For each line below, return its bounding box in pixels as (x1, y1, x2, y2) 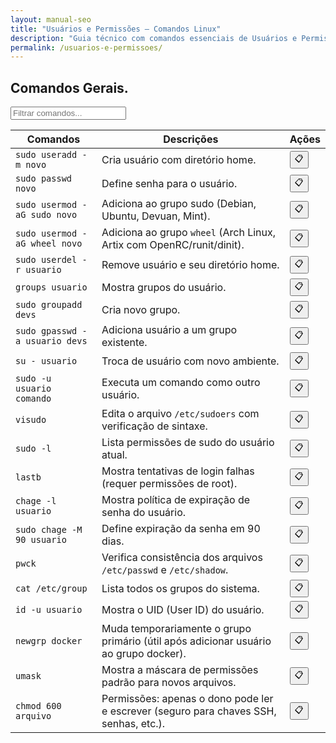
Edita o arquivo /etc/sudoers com (101, 407, 260, 421)
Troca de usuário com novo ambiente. (101, 354, 280, 368)
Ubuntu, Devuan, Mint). (101, 209, 211, 223)
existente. (101, 336, 148, 350)
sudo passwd (15, 173, 73, 185)
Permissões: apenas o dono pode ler (101, 692, 274, 706)
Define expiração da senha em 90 (101, 522, 261, 536)
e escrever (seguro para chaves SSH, (101, 704, 277, 718)
